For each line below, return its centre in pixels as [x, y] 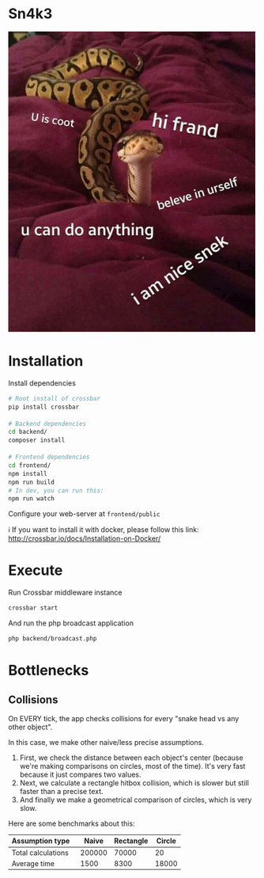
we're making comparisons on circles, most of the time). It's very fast [132, 766]
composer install [37, 440]
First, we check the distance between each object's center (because [131, 758]
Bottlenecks [49, 671]
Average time [33, 863]
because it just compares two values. [80, 774]
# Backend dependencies [47, 424]
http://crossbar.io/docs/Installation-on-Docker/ [85, 538]
